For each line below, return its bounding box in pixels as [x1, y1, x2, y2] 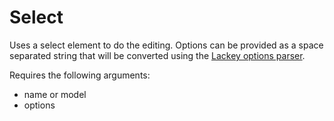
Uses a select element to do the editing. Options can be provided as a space [9, 39, 324, 51]
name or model [23, 88, 87, 100]
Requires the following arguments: [9, 69, 151, 81]
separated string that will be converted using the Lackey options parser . [9, 49, 306, 61]
